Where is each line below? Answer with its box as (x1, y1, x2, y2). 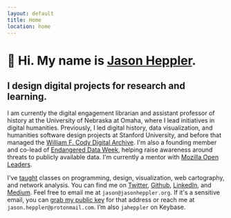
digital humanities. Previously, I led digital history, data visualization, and (7, 123, 213, 132)
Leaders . (7, 160, 33, 169)
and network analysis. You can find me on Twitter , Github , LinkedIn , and (7, 181, 212, 190)
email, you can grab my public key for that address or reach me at (7, 196, 195, 204)
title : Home (7, 17, 41, 23)
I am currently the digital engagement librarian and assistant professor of (7, 109, 216, 117)
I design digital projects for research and (7, 80, 185, 92)
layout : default (7, 10, 54, 17)
